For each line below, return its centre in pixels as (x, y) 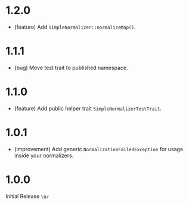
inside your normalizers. (44, 155)
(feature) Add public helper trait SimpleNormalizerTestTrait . (88, 108)
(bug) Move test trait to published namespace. (71, 68)
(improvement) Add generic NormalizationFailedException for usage (99, 149)
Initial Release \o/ (27, 196)
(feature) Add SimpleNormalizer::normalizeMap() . (75, 27)
